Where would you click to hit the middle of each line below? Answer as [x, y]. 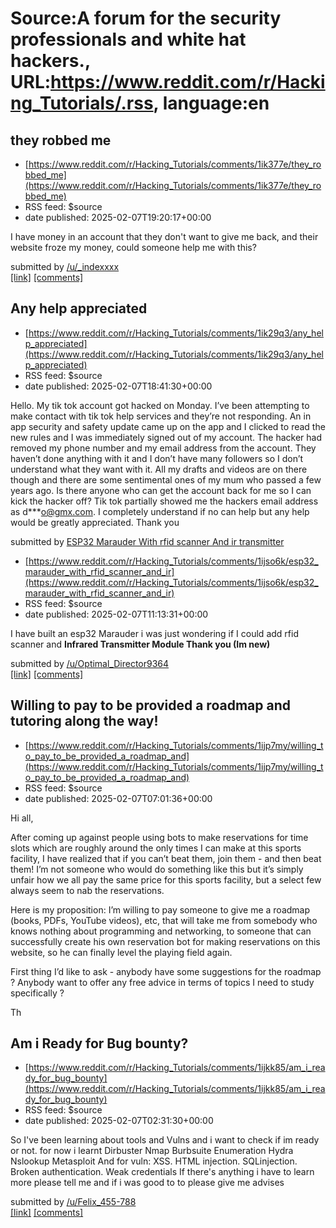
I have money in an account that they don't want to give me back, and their [164, 236]
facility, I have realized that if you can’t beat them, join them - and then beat [166, 858]
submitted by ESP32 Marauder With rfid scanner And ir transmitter [147, 541]
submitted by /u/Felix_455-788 [73, 1202]
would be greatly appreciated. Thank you [95, 522]
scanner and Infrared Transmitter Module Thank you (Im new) [140, 644]
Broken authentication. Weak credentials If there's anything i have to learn [162, 1172]
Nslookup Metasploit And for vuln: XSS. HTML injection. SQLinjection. [154, 1161]
